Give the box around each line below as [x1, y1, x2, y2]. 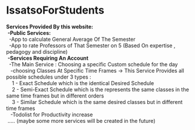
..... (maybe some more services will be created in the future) [7, 117, 156, 124]
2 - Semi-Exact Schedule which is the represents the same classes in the [11, 86, 190, 93]
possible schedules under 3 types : [6, 73, 91, 80]
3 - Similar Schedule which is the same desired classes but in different [11, 98, 183, 105]
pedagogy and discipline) [6, 48, 68, 55]
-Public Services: [7, 29, 51, 36]
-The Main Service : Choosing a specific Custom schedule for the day [8, 60, 178, 68]
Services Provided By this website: [6, 23, 93, 30]
